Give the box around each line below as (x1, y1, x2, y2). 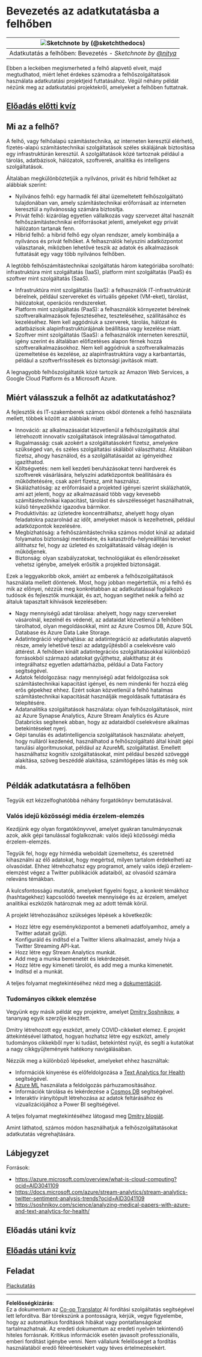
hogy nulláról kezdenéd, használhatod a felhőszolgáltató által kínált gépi (14, 737, 194, 745)
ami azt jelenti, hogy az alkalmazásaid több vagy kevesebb (14, 490, 161, 497)
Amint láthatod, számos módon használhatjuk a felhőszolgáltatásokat (6, 1124, 178, 1131)
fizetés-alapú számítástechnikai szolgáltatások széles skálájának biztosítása (6, 144, 195, 151)
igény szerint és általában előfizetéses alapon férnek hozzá (14, 338, 162, 345)
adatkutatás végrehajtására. (6, 1131, 76, 1138)
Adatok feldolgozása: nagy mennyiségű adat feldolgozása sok (14, 673, 170, 681)
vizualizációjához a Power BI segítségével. (14, 1101, 120, 1108)
